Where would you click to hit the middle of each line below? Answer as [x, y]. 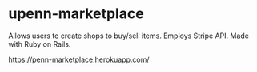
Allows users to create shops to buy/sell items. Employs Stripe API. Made [129, 36]
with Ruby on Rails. [40, 44]
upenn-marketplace [76, 14]
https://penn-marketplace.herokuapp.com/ [79, 59]
